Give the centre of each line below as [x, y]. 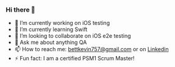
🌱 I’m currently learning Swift [51, 29]
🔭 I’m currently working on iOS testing [62, 23]
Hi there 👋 [21, 10]
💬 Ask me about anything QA [51, 43]
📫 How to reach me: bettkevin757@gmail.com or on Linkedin [91, 49]
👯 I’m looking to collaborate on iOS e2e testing [73, 36]
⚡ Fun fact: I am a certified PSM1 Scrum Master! [74, 58]
